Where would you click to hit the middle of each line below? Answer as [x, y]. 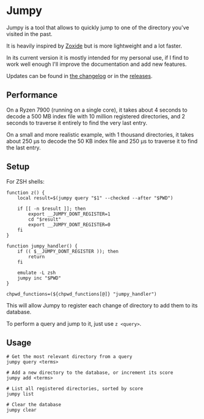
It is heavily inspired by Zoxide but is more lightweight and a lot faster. [94, 46]
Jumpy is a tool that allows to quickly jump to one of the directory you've [98, 27]
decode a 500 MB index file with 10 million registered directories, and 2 [96, 116]
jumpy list [20, 394]
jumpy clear [21, 410]
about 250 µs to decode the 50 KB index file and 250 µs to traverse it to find [102, 141]
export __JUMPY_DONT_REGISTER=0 [70, 224]
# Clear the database [34, 405]
